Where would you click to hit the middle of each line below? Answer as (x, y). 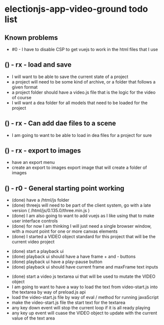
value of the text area (33, 318)
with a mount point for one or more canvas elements (65, 231)
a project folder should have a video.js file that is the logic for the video (83, 92)
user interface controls (35, 221)
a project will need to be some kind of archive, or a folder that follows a (83, 81)
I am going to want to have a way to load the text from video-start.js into (85, 287)
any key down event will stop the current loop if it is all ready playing (81, 308)
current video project (33, 242)
